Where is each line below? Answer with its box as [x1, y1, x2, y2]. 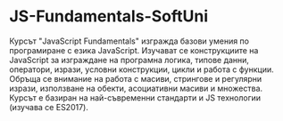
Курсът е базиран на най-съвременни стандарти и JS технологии [9, 92, 262, 103]
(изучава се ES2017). [9, 101, 89, 112]
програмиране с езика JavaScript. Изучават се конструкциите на [9, 44, 259, 55]
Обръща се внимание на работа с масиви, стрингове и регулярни [9, 73, 262, 84]
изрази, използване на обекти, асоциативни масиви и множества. [9, 83, 263, 93]
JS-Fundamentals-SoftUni [9, 6, 209, 27]
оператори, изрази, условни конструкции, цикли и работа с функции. [9, 64, 274, 75]
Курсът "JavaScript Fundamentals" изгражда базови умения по [9, 36, 250, 46]
